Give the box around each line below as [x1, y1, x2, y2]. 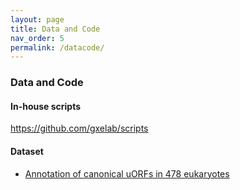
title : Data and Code [10, 24, 101, 34]
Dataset [10, 145, 44, 157]
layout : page [10, 14, 65, 25]
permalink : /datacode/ [10, 42, 105, 53]
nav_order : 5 [10, 33, 65, 43]
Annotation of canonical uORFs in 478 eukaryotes [24, 167, 230, 180]
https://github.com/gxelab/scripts [10, 122, 149, 135]
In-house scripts [10, 100, 82, 112]
